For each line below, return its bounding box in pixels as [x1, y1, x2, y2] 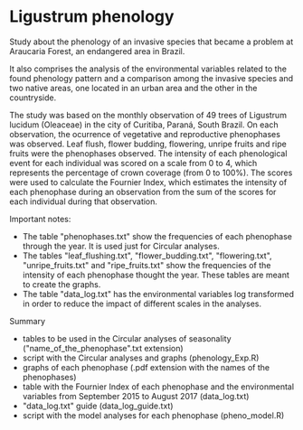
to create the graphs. [22, 278, 101, 290]
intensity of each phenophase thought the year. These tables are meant [22, 269, 289, 280]
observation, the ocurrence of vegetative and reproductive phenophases [9, 128, 280, 139]
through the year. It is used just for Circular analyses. [22, 240, 220, 251]
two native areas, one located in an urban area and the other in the [9, 82, 258, 93]
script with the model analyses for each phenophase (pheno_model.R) [22, 409, 285, 421]
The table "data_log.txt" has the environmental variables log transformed [22, 288, 295, 299]
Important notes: [9, 213, 71, 224]
